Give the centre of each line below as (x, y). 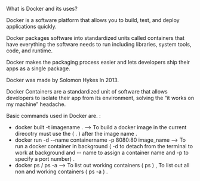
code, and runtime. (29, 51)
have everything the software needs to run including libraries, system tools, (99, 44)
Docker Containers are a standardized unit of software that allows (87, 91)
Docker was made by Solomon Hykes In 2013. (63, 80)
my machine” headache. (36, 104)
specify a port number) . (44, 159)
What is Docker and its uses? (42, 9)
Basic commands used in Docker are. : (53, 116)
